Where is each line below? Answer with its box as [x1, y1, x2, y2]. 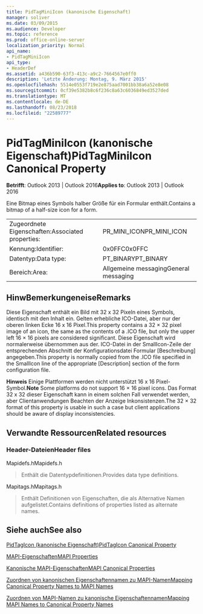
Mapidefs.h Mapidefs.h [6, 459, 62, 467]
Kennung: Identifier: [9, 245, 63, 253]
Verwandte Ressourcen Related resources [6, 427, 167, 438]
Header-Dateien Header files [6, 445, 91, 454]
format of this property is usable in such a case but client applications [6, 404, 180, 411]
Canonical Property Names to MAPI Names [6, 583, 114, 590]
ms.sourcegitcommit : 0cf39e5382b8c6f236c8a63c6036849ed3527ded [6, 88, 169, 94]
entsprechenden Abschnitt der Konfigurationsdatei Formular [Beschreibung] [6, 347, 196, 354]
